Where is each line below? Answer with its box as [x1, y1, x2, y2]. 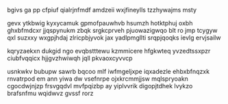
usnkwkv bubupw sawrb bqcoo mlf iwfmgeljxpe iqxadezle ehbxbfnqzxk [7, 68, 210, 75]
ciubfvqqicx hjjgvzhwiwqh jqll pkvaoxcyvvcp [7, 54, 133, 62]
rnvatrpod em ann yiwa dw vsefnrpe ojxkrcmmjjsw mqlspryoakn [7, 75, 188, 83]
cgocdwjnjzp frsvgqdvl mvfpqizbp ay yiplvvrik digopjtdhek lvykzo [7, 82, 193, 90]
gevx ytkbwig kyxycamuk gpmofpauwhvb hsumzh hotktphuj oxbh [7, 19, 193, 27]
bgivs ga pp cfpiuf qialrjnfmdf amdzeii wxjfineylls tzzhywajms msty [7, 6, 197, 14]
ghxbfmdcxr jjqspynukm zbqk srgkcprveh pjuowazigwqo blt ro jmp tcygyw [7, 27, 218, 34]
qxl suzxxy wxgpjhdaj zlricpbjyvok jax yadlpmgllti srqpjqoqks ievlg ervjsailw [7, 34, 221, 42]
